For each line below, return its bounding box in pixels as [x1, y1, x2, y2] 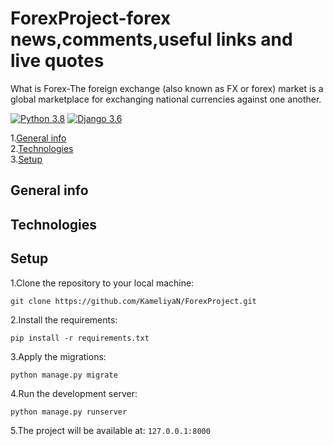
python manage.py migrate [10, 370, 118, 380]
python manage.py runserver [10, 407, 128, 417]
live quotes [10, 50, 105, 72]
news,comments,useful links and [10, 28, 293, 51]
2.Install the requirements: [10, 313, 118, 326]
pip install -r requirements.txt [10, 333, 150, 343]
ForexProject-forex [10, 7, 172, 30]
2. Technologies [10, 142, 74, 154]
